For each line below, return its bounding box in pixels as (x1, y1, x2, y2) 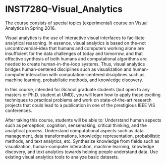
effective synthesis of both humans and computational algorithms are (5, 55, 147, 61)
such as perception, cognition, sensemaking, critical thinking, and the (5, 122, 147, 128)
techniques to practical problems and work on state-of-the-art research (5, 97, 152, 103)
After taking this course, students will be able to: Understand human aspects (5, 117, 162, 123)
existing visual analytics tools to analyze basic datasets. (5, 154, 119, 160)
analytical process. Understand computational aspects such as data (5, 127, 144, 133)
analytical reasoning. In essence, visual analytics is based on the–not (5, 40, 146, 46)
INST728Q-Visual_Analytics (5, 3, 123, 15)
